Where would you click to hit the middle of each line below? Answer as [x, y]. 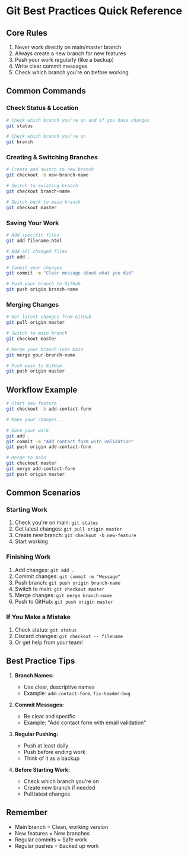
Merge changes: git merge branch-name [63, 595]
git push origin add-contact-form [49, 447]
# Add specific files [33, 235]
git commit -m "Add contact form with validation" [70, 441]
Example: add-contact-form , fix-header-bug [77, 693]
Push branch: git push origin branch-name [68, 582]
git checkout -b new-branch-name [47, 175]
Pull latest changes [47, 794]
